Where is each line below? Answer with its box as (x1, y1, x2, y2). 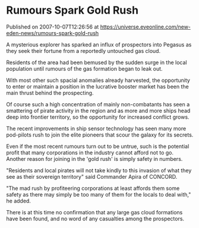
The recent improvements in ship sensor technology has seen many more (6, 125, 187, 132)
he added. (6, 197, 31, 204)
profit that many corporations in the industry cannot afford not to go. (6, 149, 174, 156)
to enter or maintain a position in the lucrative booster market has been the (6, 83, 189, 90)
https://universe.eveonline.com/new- (100, 23, 191, 30)
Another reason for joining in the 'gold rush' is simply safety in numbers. (6, 155, 183, 162)
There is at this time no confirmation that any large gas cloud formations (6, 208, 183, 216)
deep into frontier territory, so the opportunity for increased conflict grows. (6, 113, 189, 121)
